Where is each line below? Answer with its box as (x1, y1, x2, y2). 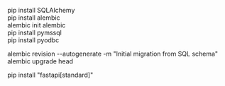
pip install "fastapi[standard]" (7, 70, 94, 79)
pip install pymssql (7, 28, 62, 37)
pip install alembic (7, 13, 60, 22)
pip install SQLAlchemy (7, 6, 75, 14)
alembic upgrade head (7, 57, 73, 66)
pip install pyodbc (7, 36, 60, 44)
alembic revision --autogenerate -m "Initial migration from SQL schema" (7, 49, 219, 58)
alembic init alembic (7, 21, 66, 29)
